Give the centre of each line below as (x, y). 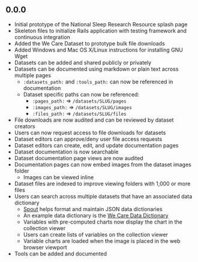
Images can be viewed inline (58, 177)
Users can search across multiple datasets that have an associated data (103, 196)
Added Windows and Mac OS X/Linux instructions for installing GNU (99, 50)
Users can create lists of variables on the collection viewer (96, 234)
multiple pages (33, 75)
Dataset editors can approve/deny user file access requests (88, 139)
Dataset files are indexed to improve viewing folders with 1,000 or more (102, 183)
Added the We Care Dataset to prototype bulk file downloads (90, 43)
